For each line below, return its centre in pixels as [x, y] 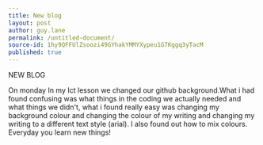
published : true [35, 52]
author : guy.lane [37, 30]
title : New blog [35, 15]
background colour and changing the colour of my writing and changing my [131, 115]
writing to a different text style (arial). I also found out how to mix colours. [128, 124]
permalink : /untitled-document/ [61, 38]
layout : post [30, 23]
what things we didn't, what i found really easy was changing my [114, 107]
